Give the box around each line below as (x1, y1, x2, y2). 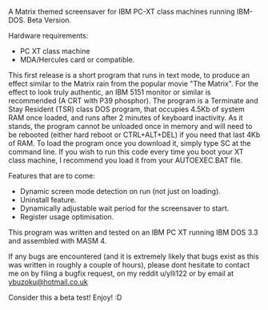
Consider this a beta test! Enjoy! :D (8, 292, 122, 302)
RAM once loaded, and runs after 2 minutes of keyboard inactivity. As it (8, 113, 243, 123)
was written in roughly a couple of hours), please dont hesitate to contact (8, 260, 250, 269)
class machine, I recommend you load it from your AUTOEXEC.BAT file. (8, 155, 243, 165)
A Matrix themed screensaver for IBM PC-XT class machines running (8, 7, 235, 16)
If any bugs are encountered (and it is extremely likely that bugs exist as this (8, 252, 259, 261)
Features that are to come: (8, 171, 96, 180)
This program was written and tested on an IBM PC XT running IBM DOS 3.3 (8, 227, 258, 237)
